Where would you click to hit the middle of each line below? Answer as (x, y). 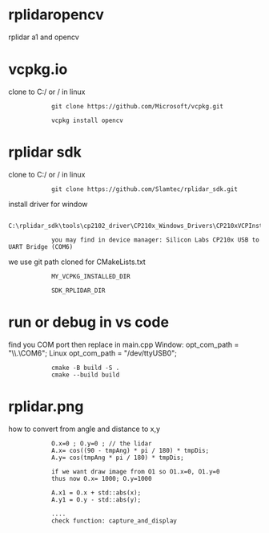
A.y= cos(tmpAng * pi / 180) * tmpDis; (117, 458)
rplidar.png (46, 406)
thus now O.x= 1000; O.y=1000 (101, 478)
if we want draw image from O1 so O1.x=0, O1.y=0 (135, 471)
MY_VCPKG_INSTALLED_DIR (90, 276)
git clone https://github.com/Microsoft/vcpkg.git (137, 106)
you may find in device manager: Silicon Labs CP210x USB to (155, 240)
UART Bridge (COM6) (41, 246)
